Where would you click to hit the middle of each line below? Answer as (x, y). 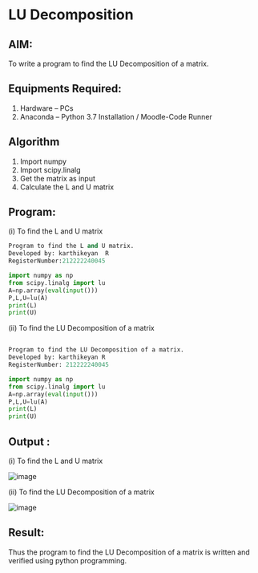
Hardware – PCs (46, 108)
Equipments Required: (65, 89)
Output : (29, 442)
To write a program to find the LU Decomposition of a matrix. (109, 63)
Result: (26, 532)
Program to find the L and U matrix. (71, 246)
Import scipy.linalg (50, 169)
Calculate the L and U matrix (67, 187)
